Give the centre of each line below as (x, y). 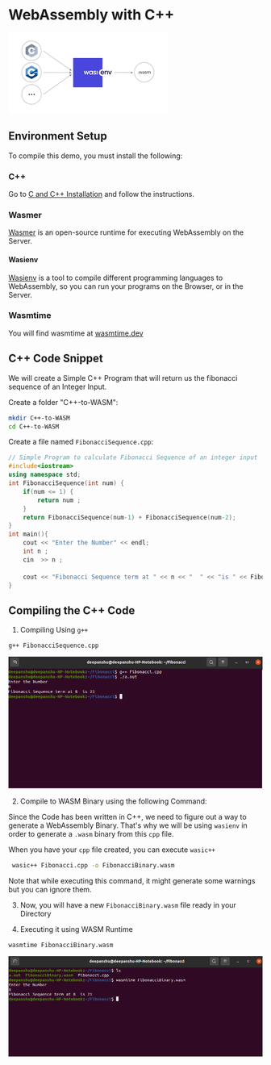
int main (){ (28, 534)
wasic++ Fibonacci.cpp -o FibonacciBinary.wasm (93, 866)
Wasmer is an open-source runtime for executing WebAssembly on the (126, 232)
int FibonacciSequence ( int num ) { (67, 483)
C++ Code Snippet (56, 359)
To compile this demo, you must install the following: (96, 156)
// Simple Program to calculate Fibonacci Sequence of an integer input (133, 457)
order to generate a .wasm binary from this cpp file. (91, 834)
